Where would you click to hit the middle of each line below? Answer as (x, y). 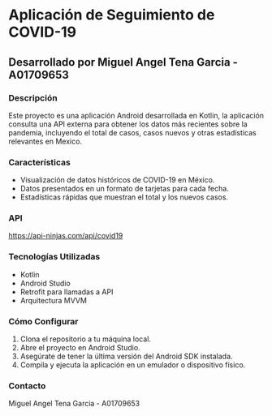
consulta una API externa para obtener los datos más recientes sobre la (128, 124)
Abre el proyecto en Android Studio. (80, 348)
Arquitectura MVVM (54, 300)
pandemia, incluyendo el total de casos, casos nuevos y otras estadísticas (133, 132)
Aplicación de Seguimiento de (112, 15)
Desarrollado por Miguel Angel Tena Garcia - (123, 62)
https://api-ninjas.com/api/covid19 (66, 236)
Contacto (27, 385)
